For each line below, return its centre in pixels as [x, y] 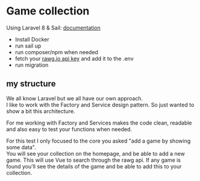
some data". [21, 147]
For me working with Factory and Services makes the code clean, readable [99, 123]
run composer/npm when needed [56, 52]
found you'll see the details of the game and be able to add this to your [94, 166]
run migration [32, 65]
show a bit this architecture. [41, 111]
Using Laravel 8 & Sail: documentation [54, 28]
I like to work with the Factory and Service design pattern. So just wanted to [100, 105]
